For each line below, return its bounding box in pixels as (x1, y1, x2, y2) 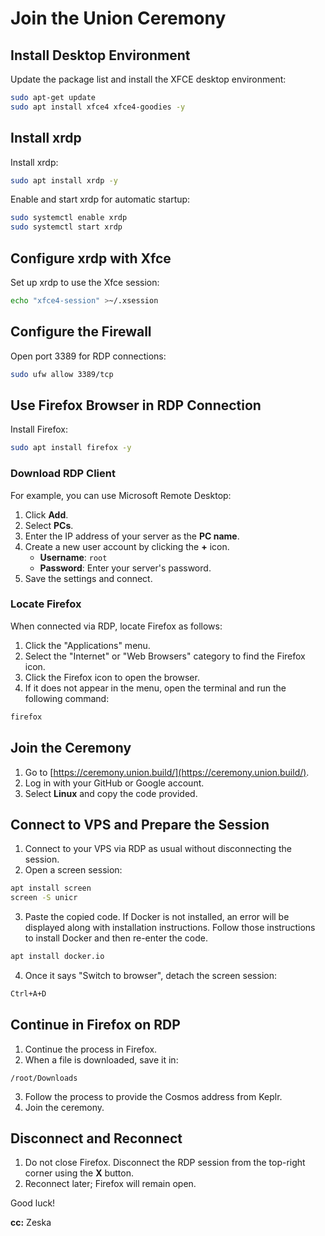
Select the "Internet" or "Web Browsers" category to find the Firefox (24, 650, 306, 662)
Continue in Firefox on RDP (10, 1017, 181, 1034)
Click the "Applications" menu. (24, 639, 151, 651)
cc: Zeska (10, 1217, 52, 1229)
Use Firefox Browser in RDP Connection (10, 397, 262, 414)
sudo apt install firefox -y (10, 443, 132, 453)
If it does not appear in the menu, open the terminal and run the (24, 682, 287, 694)
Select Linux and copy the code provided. (24, 787, 198, 799)
